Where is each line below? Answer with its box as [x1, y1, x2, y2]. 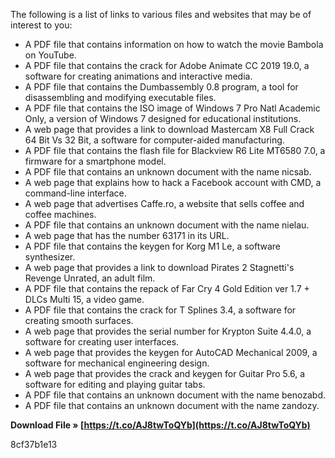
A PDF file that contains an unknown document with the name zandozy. [24, 400, 320, 411]
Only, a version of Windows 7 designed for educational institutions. [24, 113, 302, 124]
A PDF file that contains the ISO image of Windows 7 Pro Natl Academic [24, 102, 321, 114]
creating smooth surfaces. [24, 315, 134, 326]
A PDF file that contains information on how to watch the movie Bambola [24, 39, 324, 50]
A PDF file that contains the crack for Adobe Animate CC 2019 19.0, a [24, 60, 310, 71]
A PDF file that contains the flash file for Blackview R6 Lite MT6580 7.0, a [24, 145, 326, 156]
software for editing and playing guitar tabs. [24, 379, 206, 390]
